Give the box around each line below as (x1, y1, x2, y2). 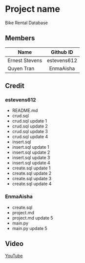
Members (5, 34, 35, 42)
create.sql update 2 (12, 170, 52, 176)
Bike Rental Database (5, 20, 48, 26)
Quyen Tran (7, 65, 35, 72)
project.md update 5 (12, 215, 53, 221)
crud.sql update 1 (12, 118, 47, 124)
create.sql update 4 (12, 181, 52, 187)
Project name (5, 3, 60, 15)
